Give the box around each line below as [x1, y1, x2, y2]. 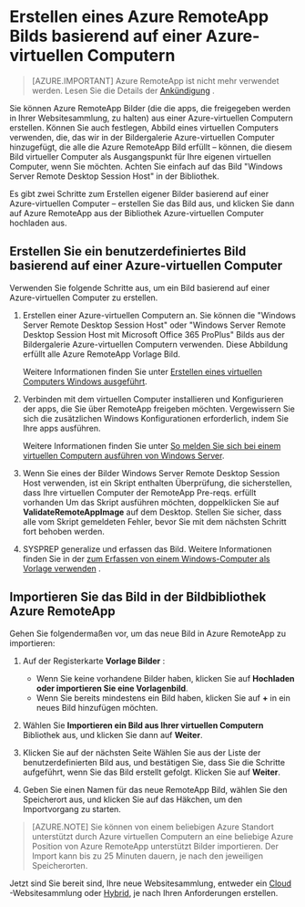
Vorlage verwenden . [22, 563, 102, 574]
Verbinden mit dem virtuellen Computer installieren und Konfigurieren [22, 393, 284, 404]
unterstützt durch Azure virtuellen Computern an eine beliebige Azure [31, 830, 294, 841]
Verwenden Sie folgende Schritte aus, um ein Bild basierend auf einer [9, 282, 270, 293]
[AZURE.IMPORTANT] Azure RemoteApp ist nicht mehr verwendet [31, 75, 280, 86]
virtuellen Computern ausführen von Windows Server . [22, 450, 225, 461]
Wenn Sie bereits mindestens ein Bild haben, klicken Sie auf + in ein [36, 692, 291, 704]
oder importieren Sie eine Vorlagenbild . [36, 683, 188, 693]
